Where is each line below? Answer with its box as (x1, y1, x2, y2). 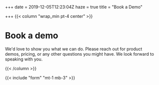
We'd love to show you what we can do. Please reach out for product (5, 46, 143, 52)
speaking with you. (5, 56, 43, 62)
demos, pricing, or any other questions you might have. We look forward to (5, 51, 154, 57)
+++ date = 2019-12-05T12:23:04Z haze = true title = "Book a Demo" (5, 4, 143, 10)
